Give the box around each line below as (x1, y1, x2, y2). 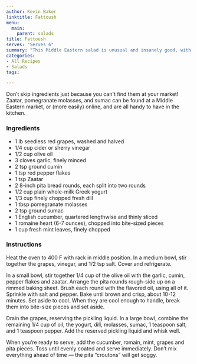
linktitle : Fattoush (6, 14, 57, 20)
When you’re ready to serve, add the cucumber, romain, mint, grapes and (6, 339, 185, 346)
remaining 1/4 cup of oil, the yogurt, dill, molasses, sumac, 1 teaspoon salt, (6, 321, 187, 328)
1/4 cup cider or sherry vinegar (14, 144, 90, 151)
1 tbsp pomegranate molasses (14, 201, 88, 208)
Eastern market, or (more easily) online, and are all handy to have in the (6, 103, 180, 110)
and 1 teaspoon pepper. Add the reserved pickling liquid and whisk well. (6, 327, 181, 334)
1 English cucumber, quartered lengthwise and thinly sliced (14, 213, 158, 220)
